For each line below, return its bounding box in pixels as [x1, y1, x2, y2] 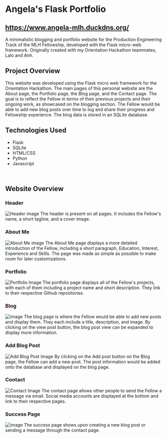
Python [12, 155, 27, 161]
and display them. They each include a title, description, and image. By [5, 319, 151, 325]
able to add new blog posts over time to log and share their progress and [5, 106, 155, 112]
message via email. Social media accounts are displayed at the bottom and [5, 393, 159, 399]
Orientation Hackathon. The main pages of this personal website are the [5, 85, 153, 91]
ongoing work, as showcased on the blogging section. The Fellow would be [5, 101, 161, 107]
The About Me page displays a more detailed [45, 240, 138, 246]
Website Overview [5, 185, 64, 193]
